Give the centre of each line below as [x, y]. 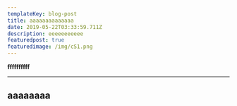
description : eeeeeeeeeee [45, 34]
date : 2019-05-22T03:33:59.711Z [55, 27]
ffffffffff [19, 67]
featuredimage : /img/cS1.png [50, 47]
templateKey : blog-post [42, 14]
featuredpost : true [36, 40]
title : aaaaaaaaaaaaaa [41, 20]
